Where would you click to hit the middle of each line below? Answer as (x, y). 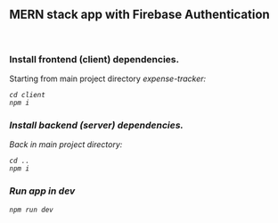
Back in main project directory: (66, 145)
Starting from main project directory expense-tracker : (108, 78)
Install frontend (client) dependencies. (94, 59)
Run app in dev (42, 191)
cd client (28, 95)
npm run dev (31, 210)
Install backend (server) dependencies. (97, 126)
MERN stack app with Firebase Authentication (139, 15)
